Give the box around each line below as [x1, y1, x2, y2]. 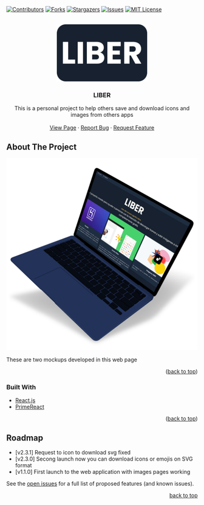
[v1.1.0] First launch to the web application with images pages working [15, 468, 191, 476]
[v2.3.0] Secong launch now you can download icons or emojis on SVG [15, 455, 193, 462]
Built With [6, 383, 36, 392]
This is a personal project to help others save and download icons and [14, 105, 190, 112]
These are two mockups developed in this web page [6, 356, 138, 363]
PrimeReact [15, 403, 44, 411]
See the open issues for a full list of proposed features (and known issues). [6, 480, 194, 487]
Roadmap [6, 433, 44, 443]
